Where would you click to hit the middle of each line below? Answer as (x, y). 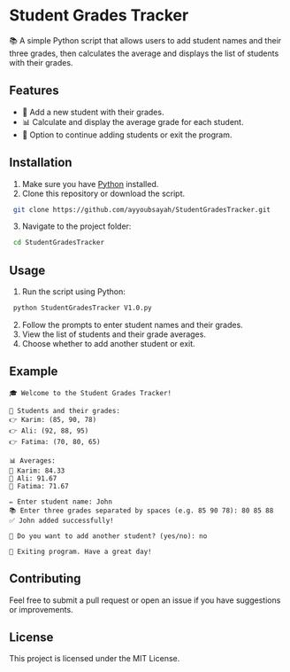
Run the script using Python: (73, 292)
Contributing (45, 578)
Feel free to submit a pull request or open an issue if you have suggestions (145, 600)
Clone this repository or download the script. (103, 193)
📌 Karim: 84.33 (37, 471)
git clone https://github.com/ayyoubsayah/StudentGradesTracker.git (142, 209)
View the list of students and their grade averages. (114, 334)
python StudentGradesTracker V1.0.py (82, 308)
